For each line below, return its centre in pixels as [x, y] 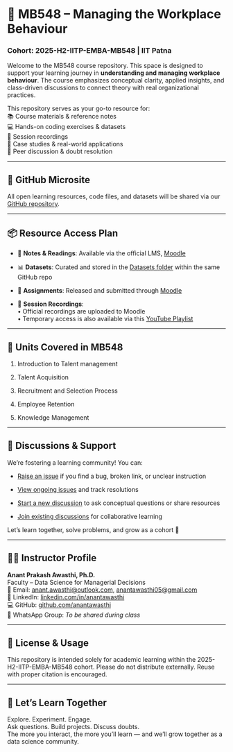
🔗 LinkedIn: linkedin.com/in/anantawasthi [66, 597]
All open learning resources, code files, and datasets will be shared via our [114, 196]
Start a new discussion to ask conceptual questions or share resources [119, 503]
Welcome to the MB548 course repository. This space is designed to [105, 66]
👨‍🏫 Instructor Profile [52, 558]
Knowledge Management [53, 417]
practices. [21, 95]
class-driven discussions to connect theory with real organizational [103, 88]
